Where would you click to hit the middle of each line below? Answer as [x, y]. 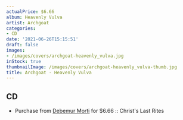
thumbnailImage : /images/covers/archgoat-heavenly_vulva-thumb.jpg [92, 67]
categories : [21, 28]
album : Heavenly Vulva [34, 17]
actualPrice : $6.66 [30, 12]
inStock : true [24, 61]
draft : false [22, 45]
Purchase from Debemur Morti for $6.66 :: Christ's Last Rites [89, 111]
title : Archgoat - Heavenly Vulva [49, 72]
